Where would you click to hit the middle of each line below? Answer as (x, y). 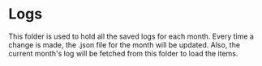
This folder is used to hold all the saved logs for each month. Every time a (131, 36)
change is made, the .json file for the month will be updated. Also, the (125, 44)
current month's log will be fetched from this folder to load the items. (123, 53)
